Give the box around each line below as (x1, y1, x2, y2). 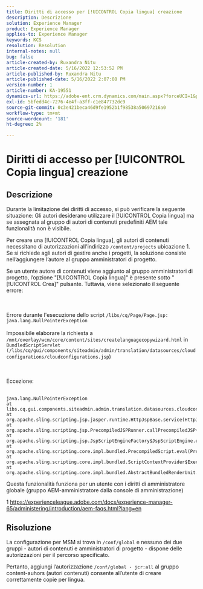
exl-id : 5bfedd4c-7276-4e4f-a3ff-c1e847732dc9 (6, 99, 126, 105)
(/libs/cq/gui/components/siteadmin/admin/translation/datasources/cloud (6, 348, 196, 354)
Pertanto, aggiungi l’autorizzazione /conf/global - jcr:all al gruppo (6, 563, 179, 570)
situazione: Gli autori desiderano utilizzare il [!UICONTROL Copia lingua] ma (6, 212, 195, 220)
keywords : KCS (6, 37, 42, 43)
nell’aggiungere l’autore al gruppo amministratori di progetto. (6, 256, 157, 263)
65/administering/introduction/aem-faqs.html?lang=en (6, 505, 142, 512)
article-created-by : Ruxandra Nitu (6, 59, 96, 65)
